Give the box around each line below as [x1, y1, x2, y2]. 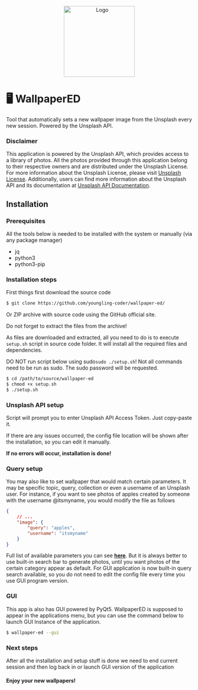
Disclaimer [6, 137, 38, 145]
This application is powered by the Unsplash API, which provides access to [6, 150, 189, 158]
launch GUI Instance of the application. [6, 618, 101, 625]
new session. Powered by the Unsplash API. [6, 122, 113, 129]
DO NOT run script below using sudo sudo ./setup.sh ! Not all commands [6, 358, 183, 365]
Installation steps [6, 275, 57, 284]
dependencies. [6, 346, 43, 354]
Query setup [6, 464, 43, 473]
